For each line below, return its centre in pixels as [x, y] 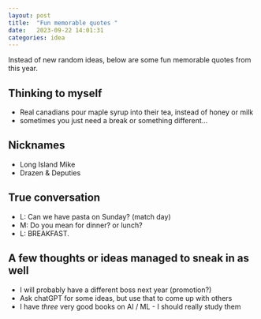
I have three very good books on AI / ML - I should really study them [130, 306]
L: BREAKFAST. [44, 233]
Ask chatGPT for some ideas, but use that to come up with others [126, 298]
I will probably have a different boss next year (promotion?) [116, 290]
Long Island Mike [47, 164]
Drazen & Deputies [50, 173]
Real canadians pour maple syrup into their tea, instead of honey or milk [136, 112]
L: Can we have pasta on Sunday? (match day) [95, 216]
